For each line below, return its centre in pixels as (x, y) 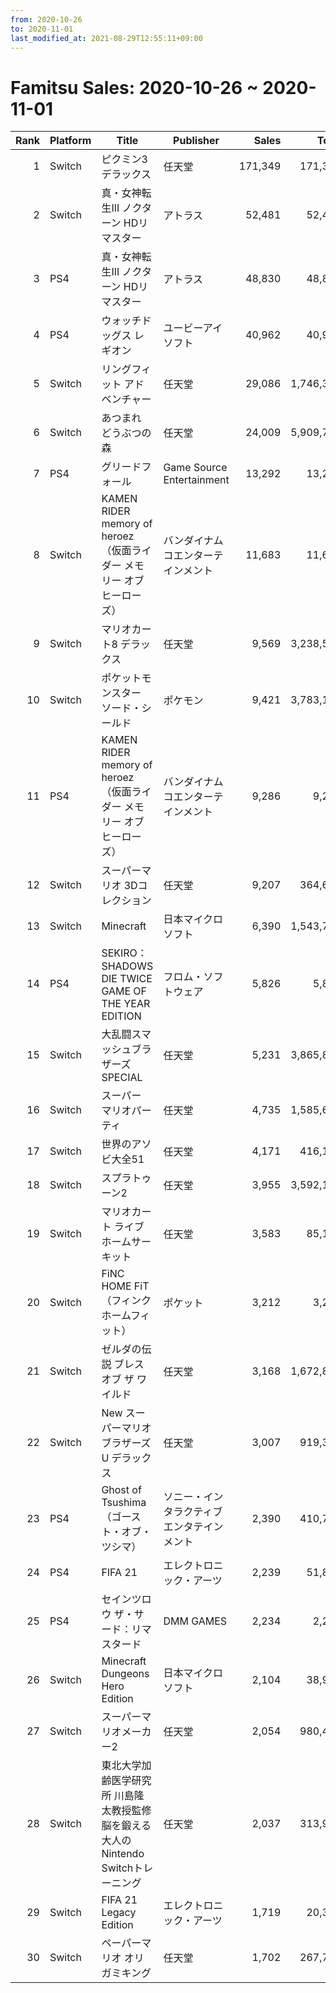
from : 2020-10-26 (46, 19)
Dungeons (125, 1674)
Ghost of (121, 1490)
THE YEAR (126, 1004)
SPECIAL (122, 1078)
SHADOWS (127, 966)
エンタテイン (193, 1527)
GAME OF (124, 991)
